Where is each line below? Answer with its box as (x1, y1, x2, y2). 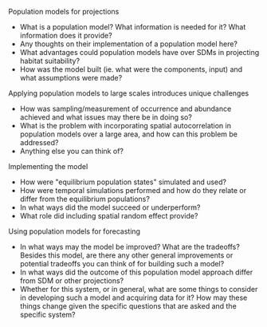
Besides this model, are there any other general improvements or (19, 250, 234, 260)
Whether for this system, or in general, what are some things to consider (19, 285, 258, 294)
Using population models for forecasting (8, 227, 141, 236)
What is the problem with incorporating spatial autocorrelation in (19, 121, 231, 130)
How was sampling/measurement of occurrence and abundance (19, 104, 232, 113)
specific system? (19, 310, 76, 319)
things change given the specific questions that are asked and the (19, 301, 237, 310)
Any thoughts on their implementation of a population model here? (19, 39, 238, 49)
